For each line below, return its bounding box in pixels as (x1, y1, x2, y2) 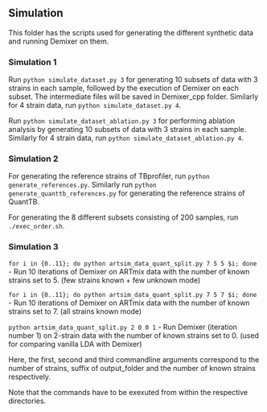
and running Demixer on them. (8, 36, 109, 46)
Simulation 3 (8, 241, 59, 253)
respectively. (8, 372, 51, 381)
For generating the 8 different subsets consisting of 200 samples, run (8, 212, 239, 222)
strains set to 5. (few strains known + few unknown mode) (8, 275, 201, 285)
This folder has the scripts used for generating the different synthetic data (8, 27, 254, 37)
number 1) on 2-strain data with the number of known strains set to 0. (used (8, 330, 260, 340)
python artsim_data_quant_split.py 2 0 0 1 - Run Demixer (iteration (8, 322, 237, 332)
